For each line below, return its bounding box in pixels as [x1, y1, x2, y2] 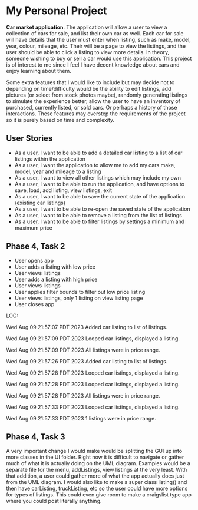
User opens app [14, 257, 54, 264]
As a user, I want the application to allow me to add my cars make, [14, 161, 176, 168]
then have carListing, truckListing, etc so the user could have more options [6, 485, 188, 492]
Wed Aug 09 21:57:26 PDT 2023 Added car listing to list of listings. [6, 357, 168, 365]
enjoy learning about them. [6, 67, 72, 74]
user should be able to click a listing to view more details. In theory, [6, 48, 170, 55]
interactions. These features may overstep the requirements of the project [6, 110, 186, 117]
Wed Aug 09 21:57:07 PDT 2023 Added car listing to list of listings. [6, 323, 168, 330]
